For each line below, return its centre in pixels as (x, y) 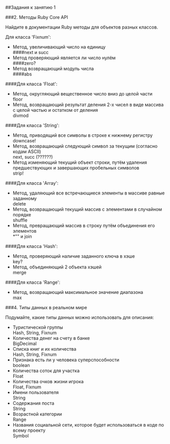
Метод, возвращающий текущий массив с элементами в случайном (87, 209)
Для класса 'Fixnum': (28, 37)
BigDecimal (25, 343)
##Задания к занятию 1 (31, 7)
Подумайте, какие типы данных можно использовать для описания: (80, 317)
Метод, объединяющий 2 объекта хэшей (57, 267)
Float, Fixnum (27, 387)
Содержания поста (33, 403)
